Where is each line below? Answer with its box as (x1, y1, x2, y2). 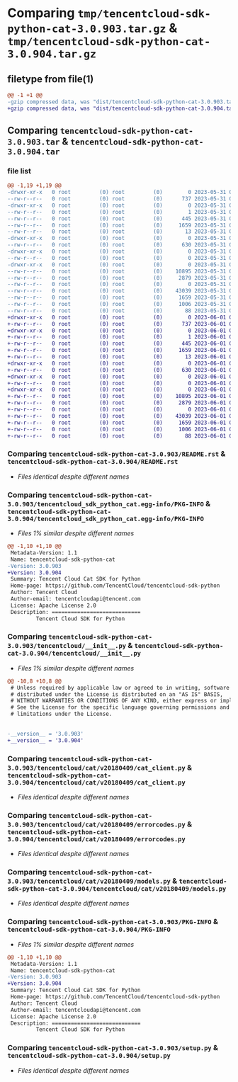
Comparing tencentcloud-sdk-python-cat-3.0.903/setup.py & (7, 1043, 218, 1053)
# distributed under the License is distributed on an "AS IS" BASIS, (10, 690, 223, 698)
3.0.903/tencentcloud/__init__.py (7, 642, 126, 650)
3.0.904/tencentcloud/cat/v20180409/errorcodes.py (7, 835, 186, 843)
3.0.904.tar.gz (7, 47, 97, 61)
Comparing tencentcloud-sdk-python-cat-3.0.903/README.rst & (7, 449, 226, 459)
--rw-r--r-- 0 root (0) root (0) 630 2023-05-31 (7, 241, 227, 249)
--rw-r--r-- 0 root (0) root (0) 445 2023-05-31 (7, 215, 227, 222)
